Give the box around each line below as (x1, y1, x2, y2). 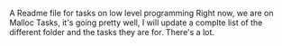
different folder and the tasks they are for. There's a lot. (9, 27, 214, 37)
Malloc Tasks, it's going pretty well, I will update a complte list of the (9, 17, 263, 28)
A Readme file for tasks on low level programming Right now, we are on (9, 8, 274, 18)
